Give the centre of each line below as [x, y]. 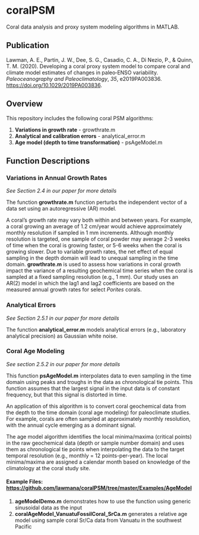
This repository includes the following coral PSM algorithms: [80, 118]
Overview [25, 104]
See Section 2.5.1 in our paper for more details [63, 318]
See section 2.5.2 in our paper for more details [63, 364]
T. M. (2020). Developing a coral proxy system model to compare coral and [98, 66]
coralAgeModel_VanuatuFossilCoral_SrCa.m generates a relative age [101, 514]
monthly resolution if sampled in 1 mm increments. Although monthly [90, 233]
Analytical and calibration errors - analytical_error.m [80, 136]
